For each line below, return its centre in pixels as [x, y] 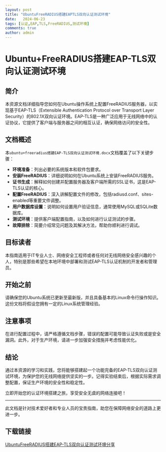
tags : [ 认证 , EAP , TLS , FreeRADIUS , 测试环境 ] [47, 24]
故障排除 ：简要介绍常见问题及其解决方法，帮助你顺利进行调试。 [77, 225]
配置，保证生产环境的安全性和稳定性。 [48, 383]
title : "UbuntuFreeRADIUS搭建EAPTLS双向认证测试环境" [58, 14]
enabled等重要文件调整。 [38, 200]
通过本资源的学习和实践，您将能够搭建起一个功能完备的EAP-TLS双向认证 [79, 370]
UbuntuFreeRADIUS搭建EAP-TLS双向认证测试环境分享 [60, 444]
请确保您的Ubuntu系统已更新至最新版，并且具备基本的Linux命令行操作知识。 [83, 298]
